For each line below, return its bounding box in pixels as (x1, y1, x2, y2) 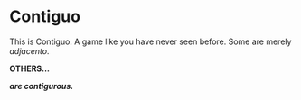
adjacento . (9, 45, 50, 56)
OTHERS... (9, 63, 51, 74)
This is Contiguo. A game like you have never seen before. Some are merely (9, 36, 292, 47)
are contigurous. (9, 80, 74, 91)
